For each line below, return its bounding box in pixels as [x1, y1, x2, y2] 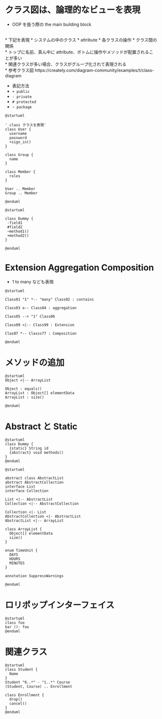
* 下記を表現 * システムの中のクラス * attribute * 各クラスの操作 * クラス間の [5, 37, 157, 43]
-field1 [7, 220, 23, 225]
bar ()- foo [5, 624, 29, 630]
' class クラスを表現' [5, 123, 46, 127]
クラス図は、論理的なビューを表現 [5, 4, 141, 16]
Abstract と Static [5, 421, 78, 432]
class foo [5, 620, 25, 625]
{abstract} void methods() [9, 450, 64, 455]
